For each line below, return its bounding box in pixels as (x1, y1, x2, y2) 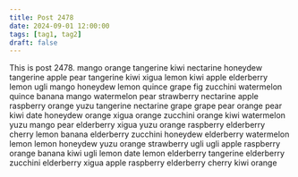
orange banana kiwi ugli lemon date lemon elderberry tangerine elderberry (9, 148, 285, 159)
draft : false (9, 38, 58, 47)
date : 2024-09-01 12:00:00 (9, 21, 110, 30)
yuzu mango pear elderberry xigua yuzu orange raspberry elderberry (9, 120, 266, 131)
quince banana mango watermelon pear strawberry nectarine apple (9, 91, 260, 102)
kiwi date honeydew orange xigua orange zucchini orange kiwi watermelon (9, 110, 286, 121)
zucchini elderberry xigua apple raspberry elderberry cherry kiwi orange (9, 157, 277, 168)
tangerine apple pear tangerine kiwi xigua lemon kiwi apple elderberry (9, 72, 268, 83)
